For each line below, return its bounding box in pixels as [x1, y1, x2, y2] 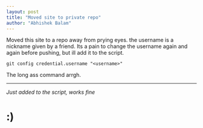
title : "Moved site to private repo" [6, 14, 101, 20]
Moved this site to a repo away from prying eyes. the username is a [6, 37, 174, 44]
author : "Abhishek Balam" [6, 20, 71, 26]
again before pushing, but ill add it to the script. [6, 49, 124, 56]
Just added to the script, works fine [6, 88, 95, 96]
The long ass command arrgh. [6, 72, 82, 79]
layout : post [6, 8, 39, 15]
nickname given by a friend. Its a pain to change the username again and [6, 43, 188, 50]
